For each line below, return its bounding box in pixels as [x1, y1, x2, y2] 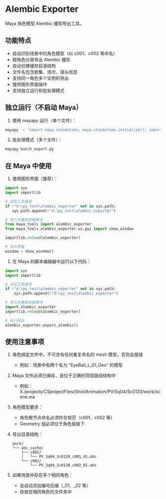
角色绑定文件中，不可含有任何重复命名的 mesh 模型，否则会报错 [12, 352, 143, 358]
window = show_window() [5, 249, 54, 254]
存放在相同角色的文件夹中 [19, 489, 72, 495]
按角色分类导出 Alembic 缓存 [12, 56, 71, 62]
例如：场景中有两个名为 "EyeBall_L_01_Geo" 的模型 [19, 362, 123, 368]
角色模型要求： [12, 404, 43, 410]
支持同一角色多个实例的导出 [12, 75, 69, 81]
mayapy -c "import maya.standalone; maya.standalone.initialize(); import [5, 127, 163, 132]
